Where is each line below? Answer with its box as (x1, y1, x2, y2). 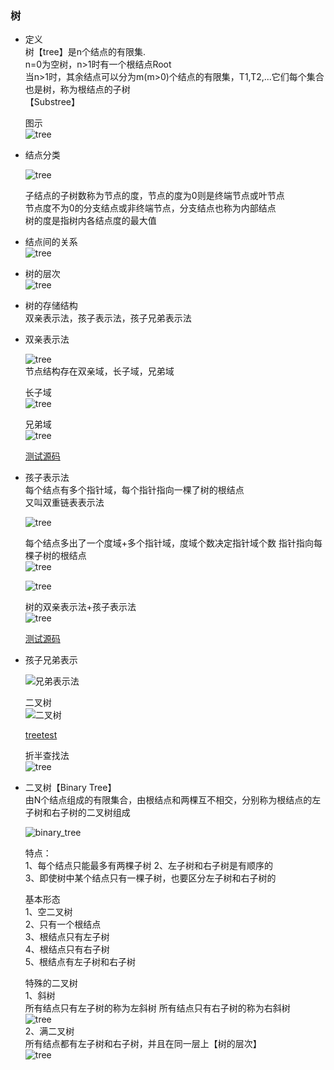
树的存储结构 (24, 300, 78, 312)
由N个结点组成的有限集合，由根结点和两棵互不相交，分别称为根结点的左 (24, 794, 322, 806)
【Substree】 (24, 96, 80, 108)
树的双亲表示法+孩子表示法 (24, 601, 137, 613)
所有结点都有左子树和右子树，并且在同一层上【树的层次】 (24, 1038, 262, 1050)
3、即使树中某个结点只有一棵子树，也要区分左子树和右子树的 (24, 872, 277, 884)
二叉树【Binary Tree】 (24, 782, 117, 794)
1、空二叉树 (24, 906, 73, 918)
